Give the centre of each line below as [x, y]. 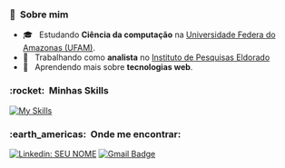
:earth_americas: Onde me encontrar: [95, 133]
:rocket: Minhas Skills [59, 91]
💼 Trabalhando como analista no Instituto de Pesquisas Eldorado [146, 57]
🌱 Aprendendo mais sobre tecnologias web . [108, 67]
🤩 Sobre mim [39, 15]
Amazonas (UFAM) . [59, 48]
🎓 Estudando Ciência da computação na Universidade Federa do [149, 35]
